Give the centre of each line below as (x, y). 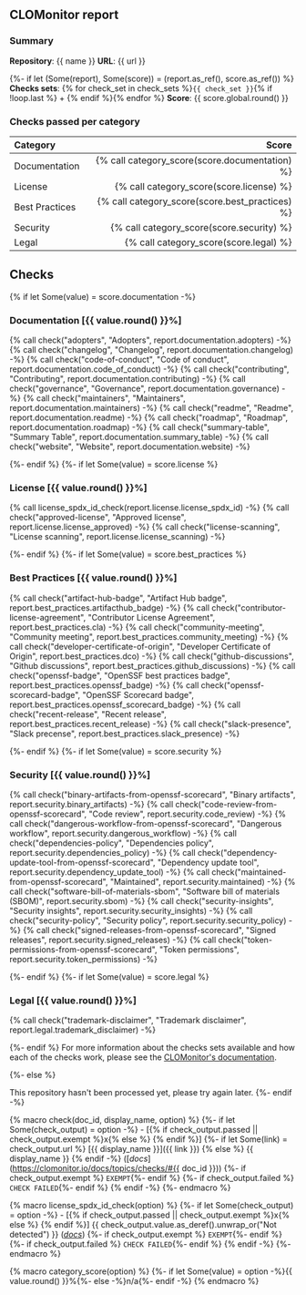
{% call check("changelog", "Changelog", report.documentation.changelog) (152, 350)
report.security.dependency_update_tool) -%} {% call (110, 872)
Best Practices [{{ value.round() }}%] (93, 578)
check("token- (245, 940)
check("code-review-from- (226, 804)
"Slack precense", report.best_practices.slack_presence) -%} (125, 734)
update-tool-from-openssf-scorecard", (83, 862)
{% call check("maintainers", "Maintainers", (104, 398)
